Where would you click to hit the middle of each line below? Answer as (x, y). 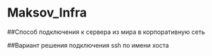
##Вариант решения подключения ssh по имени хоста (88, 45)
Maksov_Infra (47, 13)
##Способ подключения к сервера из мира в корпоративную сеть (106, 32)
